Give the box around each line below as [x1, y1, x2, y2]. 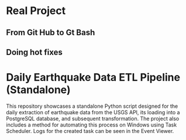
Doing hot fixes [6, 47, 63, 57]
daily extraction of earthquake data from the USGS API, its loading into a [6, 108, 180, 115]
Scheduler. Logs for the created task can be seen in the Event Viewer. [6, 127, 174, 134]
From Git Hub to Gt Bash [6, 28, 95, 37]
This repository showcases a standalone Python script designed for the [6, 103, 178, 110]
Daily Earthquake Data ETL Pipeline [6, 71, 180, 84]
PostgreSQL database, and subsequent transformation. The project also [6, 115, 180, 122]
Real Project [6, 4, 66, 18]
